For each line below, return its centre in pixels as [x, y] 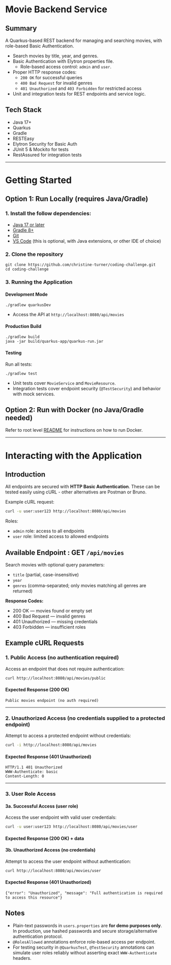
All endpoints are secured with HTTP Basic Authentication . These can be [83, 487]
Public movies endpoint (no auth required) [52, 700]
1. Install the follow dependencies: [48, 214]
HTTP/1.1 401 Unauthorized [34, 767]
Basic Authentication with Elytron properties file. [63, 61]
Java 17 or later [28, 225]
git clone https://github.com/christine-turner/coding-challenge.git [81, 265]
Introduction [25, 474]
